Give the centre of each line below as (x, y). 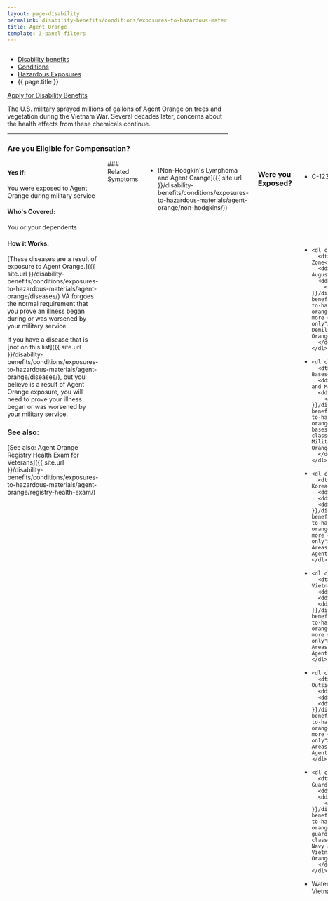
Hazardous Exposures (49, 74)
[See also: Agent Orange (43, 448)
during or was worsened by (47, 319)
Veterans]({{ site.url (36, 462)
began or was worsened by (47, 407)
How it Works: (28, 243)
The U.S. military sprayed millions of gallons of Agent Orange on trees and (115, 109)
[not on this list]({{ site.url (44, 347)
